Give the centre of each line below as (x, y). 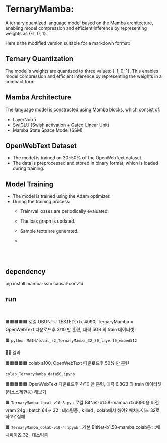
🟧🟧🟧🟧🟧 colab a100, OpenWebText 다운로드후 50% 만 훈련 (67, 363)
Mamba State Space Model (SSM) (48, 130)
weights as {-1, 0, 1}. (26, 33)
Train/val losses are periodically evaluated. (64, 211)
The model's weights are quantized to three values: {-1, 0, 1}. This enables (82, 71)
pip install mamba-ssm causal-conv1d (45, 284)
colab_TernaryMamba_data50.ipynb (40, 374)
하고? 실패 (15, 416)
